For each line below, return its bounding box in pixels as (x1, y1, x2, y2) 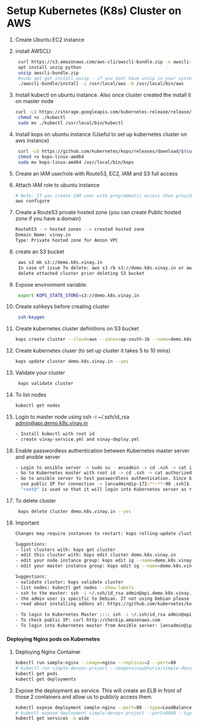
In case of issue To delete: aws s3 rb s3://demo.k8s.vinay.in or (18, 265, 184, 271)
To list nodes (15, 391, 46, 398)
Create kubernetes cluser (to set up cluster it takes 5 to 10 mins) (15, 347, 171, 354)
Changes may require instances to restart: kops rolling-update (15, 530, 176, 536)
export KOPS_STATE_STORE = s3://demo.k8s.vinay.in (18, 293, 140, 298)
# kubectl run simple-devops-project (15, 665, 108, 672)
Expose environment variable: (15, 281, 88, 288)
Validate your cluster (15, 369, 65, 376)
